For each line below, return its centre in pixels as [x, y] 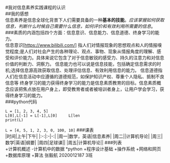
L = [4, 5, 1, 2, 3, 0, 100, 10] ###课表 [50, 130]
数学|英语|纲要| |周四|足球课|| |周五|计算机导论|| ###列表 [64, 143]
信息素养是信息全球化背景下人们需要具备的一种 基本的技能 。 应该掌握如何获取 [85, 20]
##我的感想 [17, 14]
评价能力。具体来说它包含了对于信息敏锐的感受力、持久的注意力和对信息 [89, 58]
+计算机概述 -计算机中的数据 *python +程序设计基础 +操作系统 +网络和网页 [83, 149]
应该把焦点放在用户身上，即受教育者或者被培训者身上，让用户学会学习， [84, 89]
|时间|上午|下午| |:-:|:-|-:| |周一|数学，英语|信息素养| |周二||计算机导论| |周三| [84, 136]
